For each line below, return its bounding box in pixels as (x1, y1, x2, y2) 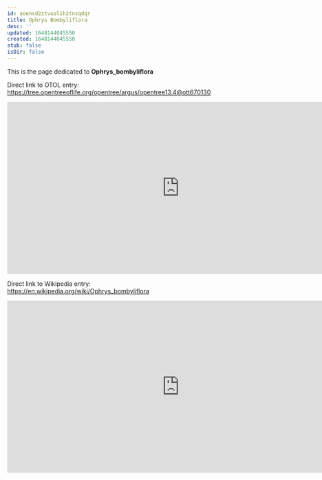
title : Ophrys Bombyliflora (7, 17, 88, 23)
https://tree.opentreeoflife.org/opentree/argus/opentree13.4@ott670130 (7, 87, 211, 96)
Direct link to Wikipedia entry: (7, 280, 91, 288)
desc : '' (7, 23, 32, 30)
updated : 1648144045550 (7, 29, 76, 36)
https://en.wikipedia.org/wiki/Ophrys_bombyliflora (7, 286, 150, 295)
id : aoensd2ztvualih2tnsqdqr (7, 10, 91, 17)
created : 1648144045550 (7, 36, 76, 43)
